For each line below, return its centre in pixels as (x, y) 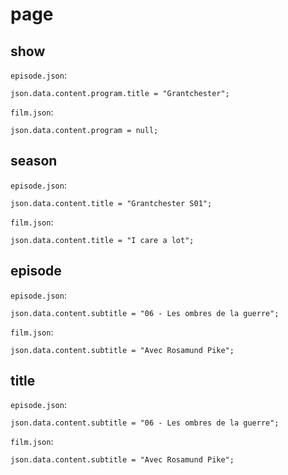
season (34, 161)
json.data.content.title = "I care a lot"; (102, 240)
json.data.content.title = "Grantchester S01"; (111, 203)
